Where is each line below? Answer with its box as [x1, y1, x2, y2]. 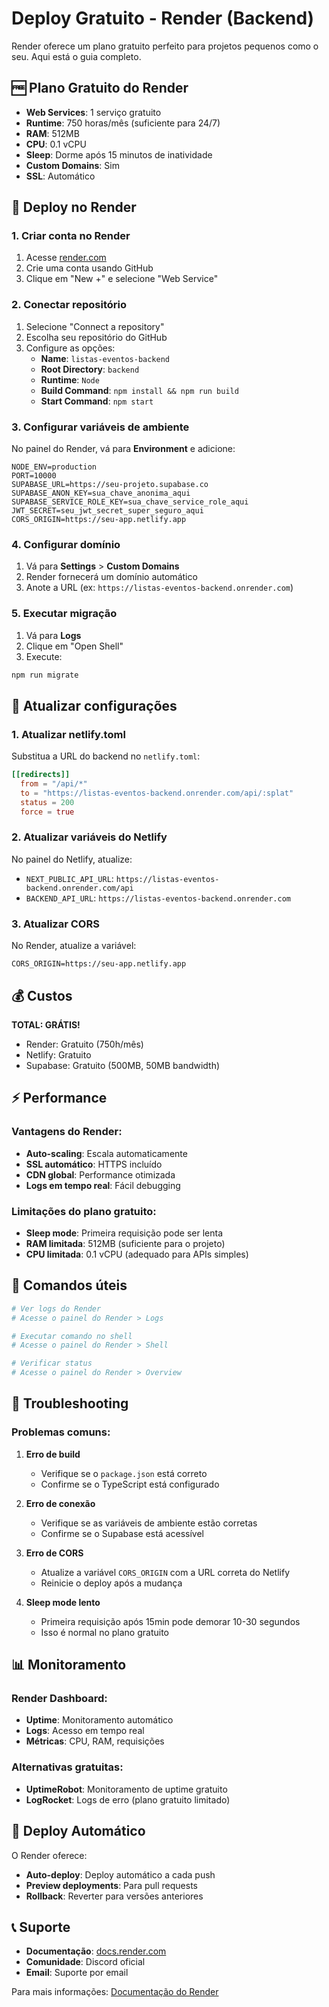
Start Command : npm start [40, 395, 154, 407]
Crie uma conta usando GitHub [25, 262, 154, 274]
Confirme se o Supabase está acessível [40, 1527, 204, 1539]
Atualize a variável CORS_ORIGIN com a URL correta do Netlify [40, 1566, 291, 1578]
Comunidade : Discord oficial [25, 1956, 146, 1968]
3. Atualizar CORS [11, 917, 100, 931]
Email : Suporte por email [25, 1967, 129, 1979]
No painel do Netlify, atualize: [11, 853, 133, 865]
